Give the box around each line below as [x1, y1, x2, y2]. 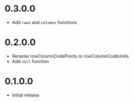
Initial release [11, 92, 39, 98]
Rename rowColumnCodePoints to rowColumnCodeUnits [11, 53, 129, 59]
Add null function [11, 58, 49, 64]
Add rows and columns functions [11, 19, 77, 25]
